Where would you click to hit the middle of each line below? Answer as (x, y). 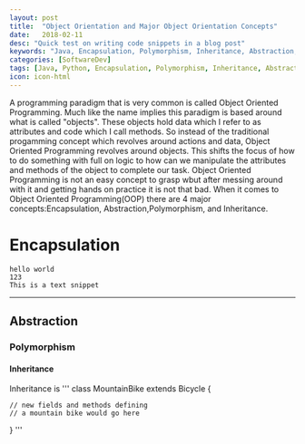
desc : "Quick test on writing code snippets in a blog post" (128, 43)
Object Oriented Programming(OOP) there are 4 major (110, 198)
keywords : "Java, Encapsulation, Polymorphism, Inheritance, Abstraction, (154, 52)
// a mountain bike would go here (75, 413)
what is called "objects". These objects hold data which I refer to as (135, 121)
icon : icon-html (40, 77)
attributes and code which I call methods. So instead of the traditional (139, 131)
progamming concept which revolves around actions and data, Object (140, 140)
